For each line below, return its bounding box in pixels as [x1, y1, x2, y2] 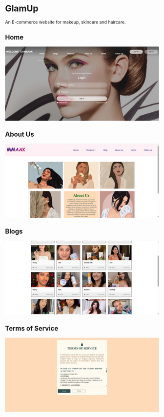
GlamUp [5, 3, 39, 14]
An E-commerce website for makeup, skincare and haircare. [5, 19, 126, 25]
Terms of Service [5, 324, 59, 333]
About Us [5, 130, 34, 139]
